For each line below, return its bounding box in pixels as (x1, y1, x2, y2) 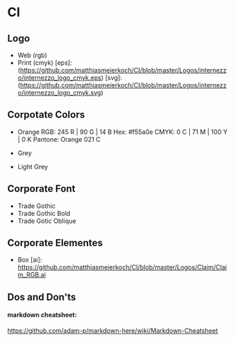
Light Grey (17, 162, 48, 171)
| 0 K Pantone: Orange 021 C (17, 135, 101, 143)
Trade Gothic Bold (17, 209, 71, 217)
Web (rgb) (17, 51, 47, 59)
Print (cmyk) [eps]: (17, 59, 73, 67)
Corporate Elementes (7, 237, 104, 249)
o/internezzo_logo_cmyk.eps (17, 73, 102, 82)
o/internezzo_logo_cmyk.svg (17, 89, 102, 97)
